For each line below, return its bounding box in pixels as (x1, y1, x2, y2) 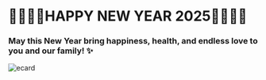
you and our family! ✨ (8, 45, 94, 56)
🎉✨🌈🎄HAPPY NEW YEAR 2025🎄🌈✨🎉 (8, 7, 248, 25)
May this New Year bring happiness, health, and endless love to (8, 36, 258, 47)
